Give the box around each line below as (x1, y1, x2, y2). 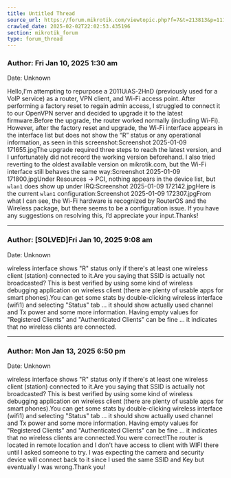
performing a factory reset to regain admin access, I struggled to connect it (7, 102, 221, 110)
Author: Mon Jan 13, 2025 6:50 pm (7, 346, 126, 356)
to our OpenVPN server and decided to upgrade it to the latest (7, 109, 184, 118)
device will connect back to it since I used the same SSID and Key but (7, 455, 205, 464)
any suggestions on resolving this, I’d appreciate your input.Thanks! (7, 211, 199, 220)
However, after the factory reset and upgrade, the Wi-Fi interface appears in (7, 124, 223, 132)
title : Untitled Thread (7, 10, 76, 17)
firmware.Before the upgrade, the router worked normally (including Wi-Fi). (7, 116, 220, 124)
